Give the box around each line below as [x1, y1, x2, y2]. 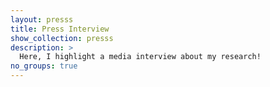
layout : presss [10, 14, 74, 25]
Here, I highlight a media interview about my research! [19, 52, 262, 62]
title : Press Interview [10, 24, 110, 34]
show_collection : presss [10, 33, 114, 43]
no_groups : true [10, 61, 78, 71]
